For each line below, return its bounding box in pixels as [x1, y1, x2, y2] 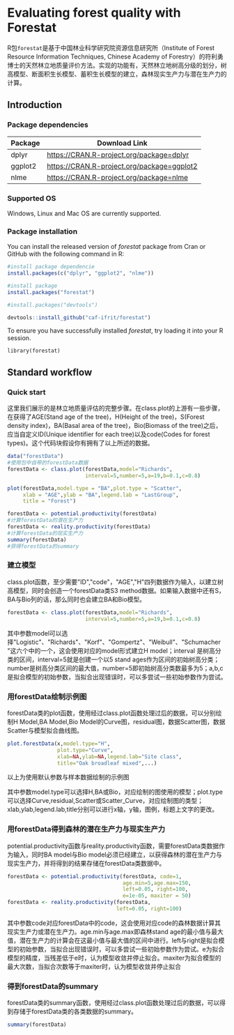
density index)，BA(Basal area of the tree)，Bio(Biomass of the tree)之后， [7, 422, 222, 430]
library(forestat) [7, 347, 61, 355]
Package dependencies [7, 120, 88, 130]
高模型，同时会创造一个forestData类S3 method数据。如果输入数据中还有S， [7, 586, 225, 595]
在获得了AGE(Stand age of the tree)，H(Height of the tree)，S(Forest [7, 413, 205, 421]
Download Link [97, 138, 148, 148]
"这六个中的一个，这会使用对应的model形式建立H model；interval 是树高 [7, 646, 216, 654]
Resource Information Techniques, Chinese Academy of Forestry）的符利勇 [7, 52, 224, 61]
